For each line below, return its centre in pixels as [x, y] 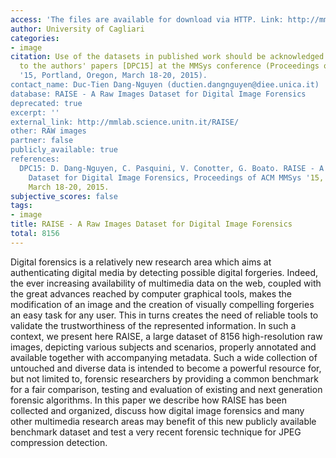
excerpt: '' [35, 112]
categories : [35, 38]
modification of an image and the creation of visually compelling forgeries [162, 304]
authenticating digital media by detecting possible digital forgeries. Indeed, [164, 272]
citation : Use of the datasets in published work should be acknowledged [167, 57]
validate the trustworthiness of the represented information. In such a [153, 325]
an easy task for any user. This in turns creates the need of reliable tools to [164, 315]
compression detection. [59, 442]
